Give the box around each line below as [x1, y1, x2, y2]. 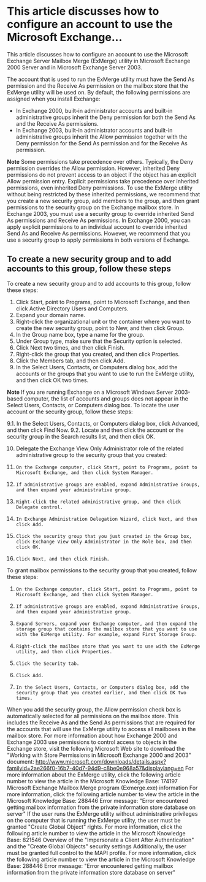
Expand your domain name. [15, 311, 85, 318]
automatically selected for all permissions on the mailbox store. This [7, 712, 179, 719]
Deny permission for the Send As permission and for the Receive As [15, 139, 188, 147]
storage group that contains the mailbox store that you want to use [15, 626, 198, 632]
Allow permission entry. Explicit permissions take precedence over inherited [7, 177, 199, 185]
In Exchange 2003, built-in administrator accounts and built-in [15, 126, 173, 134]
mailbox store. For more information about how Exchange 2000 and [7, 732, 178, 739]
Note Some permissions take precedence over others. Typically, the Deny [7, 158, 194, 165]
